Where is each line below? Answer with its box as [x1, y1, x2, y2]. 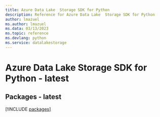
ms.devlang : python [5, 36, 47, 41]
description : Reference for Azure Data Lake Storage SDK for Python [5, 12, 155, 17]
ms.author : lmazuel [5, 21, 47, 27]
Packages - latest [5, 93, 62, 101]
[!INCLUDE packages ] [5, 106, 51, 112]
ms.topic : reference [5, 31, 49, 36]
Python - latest [5, 73, 69, 84]
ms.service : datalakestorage [5, 40, 67, 45]
